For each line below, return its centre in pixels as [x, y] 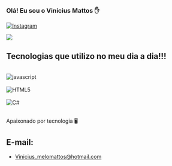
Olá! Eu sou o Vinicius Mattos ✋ [53, 10]
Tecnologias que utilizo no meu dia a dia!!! [86, 56]
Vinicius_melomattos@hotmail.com [58, 156]
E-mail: [20, 142]
